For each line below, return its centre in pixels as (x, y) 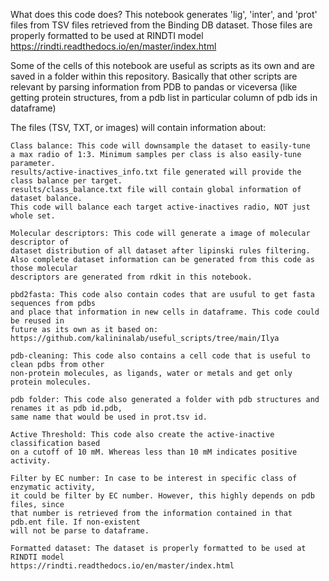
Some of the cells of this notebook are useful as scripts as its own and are (163, 65)
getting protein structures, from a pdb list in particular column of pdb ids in (164, 97)
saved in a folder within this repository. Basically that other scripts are (154, 76)
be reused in (37, 321)
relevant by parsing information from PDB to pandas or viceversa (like (154, 87)
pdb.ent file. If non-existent (75, 522)
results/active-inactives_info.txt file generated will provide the (156, 172)
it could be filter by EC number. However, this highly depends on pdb (162, 496)
